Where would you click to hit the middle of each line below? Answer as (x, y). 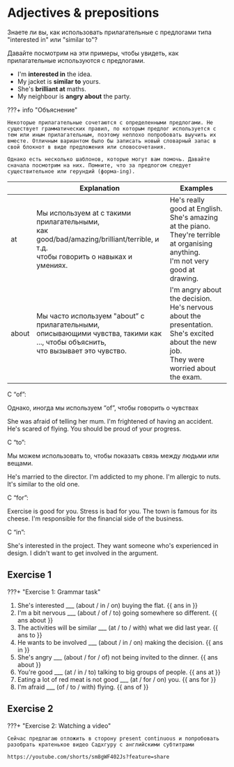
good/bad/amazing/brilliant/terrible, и (98, 239)
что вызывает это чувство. (82, 350)
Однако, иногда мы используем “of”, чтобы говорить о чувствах (103, 408)
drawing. (184, 278)
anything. (185, 252)
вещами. (20, 463)
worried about (193, 368)
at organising (191, 244)
